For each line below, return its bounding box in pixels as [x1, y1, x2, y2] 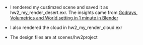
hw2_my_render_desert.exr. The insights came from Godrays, [10, 9, 138, 15]
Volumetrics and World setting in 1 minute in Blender [10, 15, 118, 20]
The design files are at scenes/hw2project [10, 34, 98, 40]
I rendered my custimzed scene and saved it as [10, 4, 108, 10]
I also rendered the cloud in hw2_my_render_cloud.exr [10, 24, 122, 30]
